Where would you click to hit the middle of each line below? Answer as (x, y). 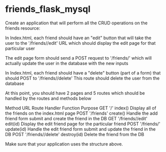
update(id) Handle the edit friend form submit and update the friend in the (81, 129)
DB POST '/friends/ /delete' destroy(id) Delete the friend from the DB (75, 134)
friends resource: (23, 28)
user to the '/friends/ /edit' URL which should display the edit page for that (81, 43)
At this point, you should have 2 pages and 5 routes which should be (75, 93)
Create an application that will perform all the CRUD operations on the (76, 23)
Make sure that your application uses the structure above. (64, 144)
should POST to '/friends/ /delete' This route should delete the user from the (83, 78)
